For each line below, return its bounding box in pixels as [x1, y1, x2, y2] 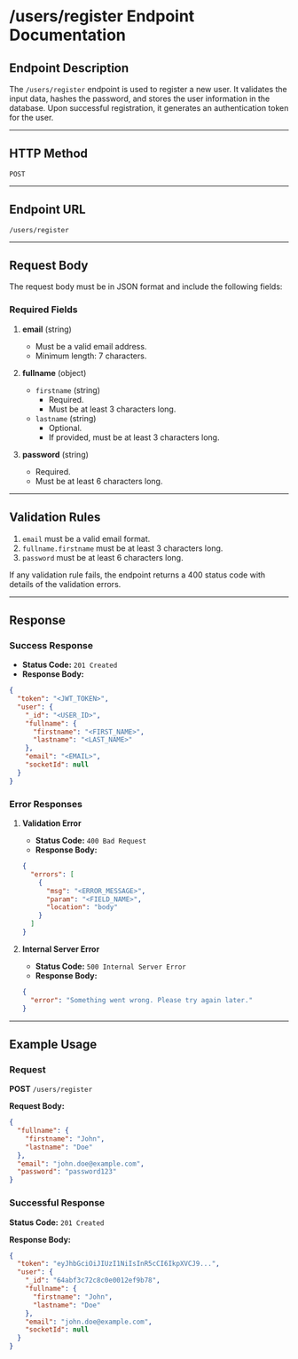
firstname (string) [35, 384, 100, 396]
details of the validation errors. [9, 578, 122, 589]
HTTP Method [9, 146, 89, 161]
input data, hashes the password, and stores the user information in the [9, 93, 271, 104]
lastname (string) [35, 412, 97, 423]
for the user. [9, 113, 54, 122]
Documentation [9, 25, 127, 45]
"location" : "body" [45, 903, 118, 912]
